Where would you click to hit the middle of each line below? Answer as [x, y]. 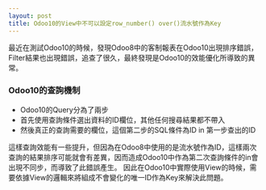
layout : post [30, 16]
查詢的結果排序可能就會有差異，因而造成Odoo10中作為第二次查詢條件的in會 [133, 157]
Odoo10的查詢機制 [44, 91]
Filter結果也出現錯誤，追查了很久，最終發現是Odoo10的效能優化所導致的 [128, 57]
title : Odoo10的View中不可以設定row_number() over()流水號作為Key [115, 23]
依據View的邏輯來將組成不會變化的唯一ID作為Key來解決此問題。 [121, 177]
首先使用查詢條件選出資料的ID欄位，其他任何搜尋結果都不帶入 [123, 120]
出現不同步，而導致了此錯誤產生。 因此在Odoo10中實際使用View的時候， [129, 167]
